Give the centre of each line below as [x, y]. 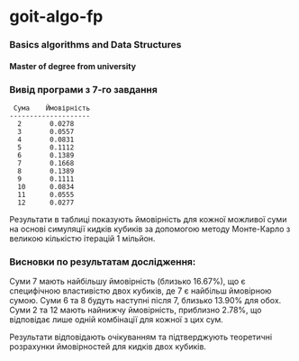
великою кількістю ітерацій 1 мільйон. [82, 239]
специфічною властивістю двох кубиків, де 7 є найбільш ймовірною [140, 291]
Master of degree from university [73, 66]
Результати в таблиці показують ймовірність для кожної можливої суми [148, 219]
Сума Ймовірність [52, 108]
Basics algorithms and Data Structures [95, 45]
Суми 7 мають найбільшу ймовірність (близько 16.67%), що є [127, 282]
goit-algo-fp [56, 17]
